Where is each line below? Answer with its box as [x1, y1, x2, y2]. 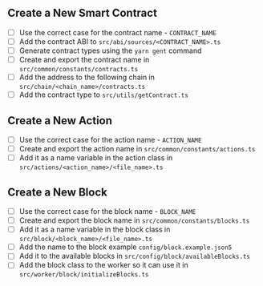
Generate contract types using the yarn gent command [18, 46, 202, 55]
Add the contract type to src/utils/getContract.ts [18, 90, 189, 99]
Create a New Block [7, 185, 107, 199]
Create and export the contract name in [18, 55, 150, 64]
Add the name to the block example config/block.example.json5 [18, 242, 233, 252]
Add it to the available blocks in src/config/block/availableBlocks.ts [18, 252, 250, 261]
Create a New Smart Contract [7, 6, 158, 20]
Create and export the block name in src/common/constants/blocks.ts [18, 216, 250, 225]
